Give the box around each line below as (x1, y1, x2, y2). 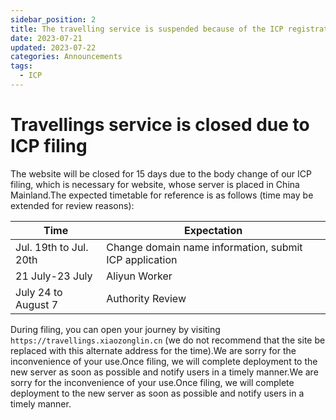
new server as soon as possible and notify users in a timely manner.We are (10, 366, 319, 378)
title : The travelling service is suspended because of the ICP (10, 24, 284, 34)
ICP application (106, 252, 178, 266)
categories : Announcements (10, 52, 123, 62)
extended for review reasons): (10, 199, 135, 211)
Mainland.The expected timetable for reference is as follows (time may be (10, 189, 314, 201)
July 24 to (15, 285, 63, 299)
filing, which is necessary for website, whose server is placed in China (10, 178, 300, 190)
